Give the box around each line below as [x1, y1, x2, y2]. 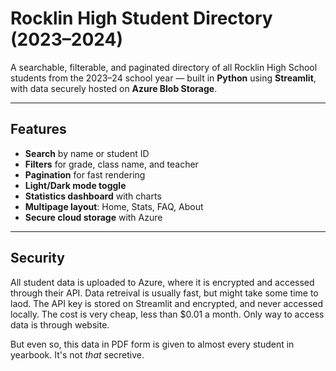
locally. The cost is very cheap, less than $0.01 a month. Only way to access [10, 308, 325, 320]
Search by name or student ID [24, 147, 150, 159]
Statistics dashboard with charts [24, 190, 162, 202]
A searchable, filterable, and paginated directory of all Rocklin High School [10, 61, 318, 73]
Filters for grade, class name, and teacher [24, 158, 199, 170]
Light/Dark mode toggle [24, 179, 127, 191]
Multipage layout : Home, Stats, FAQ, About [24, 200, 204, 212]
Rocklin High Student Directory [10, 7, 273, 30]
